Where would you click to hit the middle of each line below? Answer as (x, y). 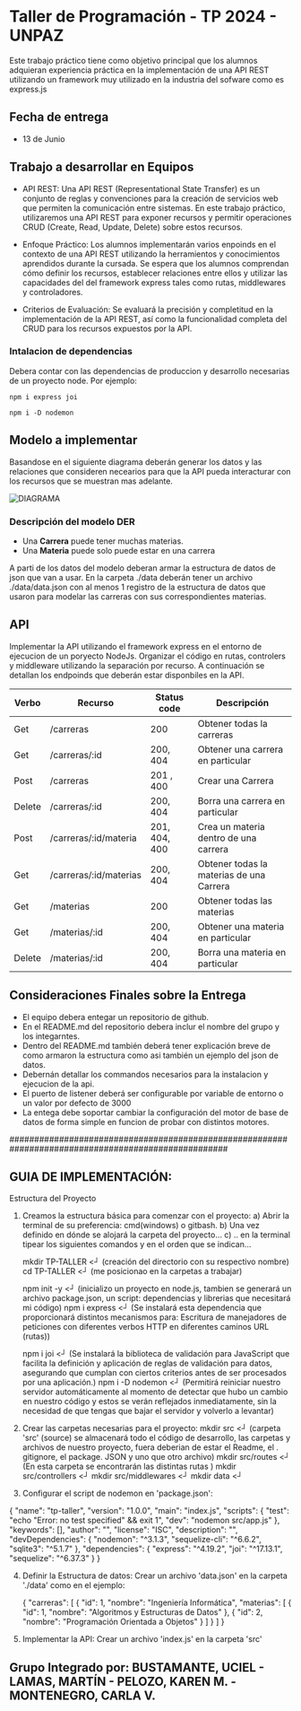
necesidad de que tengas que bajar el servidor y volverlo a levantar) (148, 1411)
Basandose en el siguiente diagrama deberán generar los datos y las (136, 462)
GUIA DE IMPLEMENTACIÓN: (91, 1177)
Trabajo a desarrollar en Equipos (102, 167)
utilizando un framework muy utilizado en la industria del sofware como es (147, 79)
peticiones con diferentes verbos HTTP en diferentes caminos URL (146, 1327)
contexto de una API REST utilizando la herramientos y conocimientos (151, 254)
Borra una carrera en (241, 800)
